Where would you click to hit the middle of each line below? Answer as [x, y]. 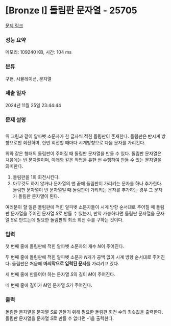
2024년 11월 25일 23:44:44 [33, 105]
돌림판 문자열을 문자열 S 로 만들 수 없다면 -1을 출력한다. [60, 318]
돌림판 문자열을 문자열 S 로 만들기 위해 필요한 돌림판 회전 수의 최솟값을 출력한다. [84, 312]
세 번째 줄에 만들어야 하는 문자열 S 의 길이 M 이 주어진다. [60, 274]
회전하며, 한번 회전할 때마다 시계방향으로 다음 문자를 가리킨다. [84, 143]
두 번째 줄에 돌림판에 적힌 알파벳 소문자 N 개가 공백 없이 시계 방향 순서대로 [78, 257]
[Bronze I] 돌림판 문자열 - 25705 [71, 10]
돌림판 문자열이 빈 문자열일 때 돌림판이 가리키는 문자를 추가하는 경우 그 [83, 190]
